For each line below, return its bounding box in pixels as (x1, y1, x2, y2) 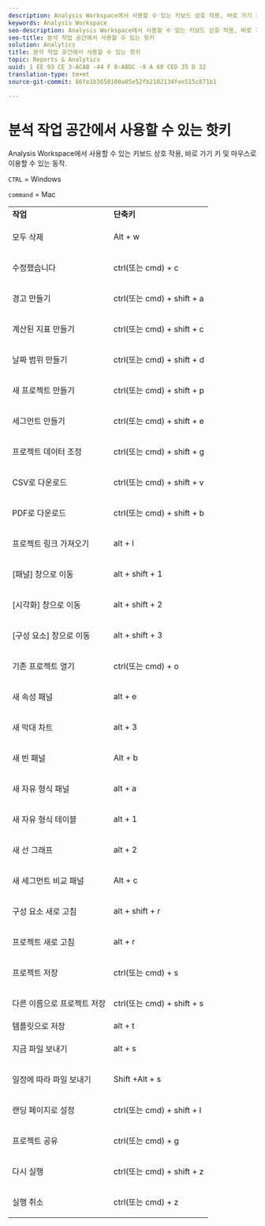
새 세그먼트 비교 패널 (12, 876, 84, 887)
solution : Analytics (8, 41, 77, 49)
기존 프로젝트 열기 (12, 661, 75, 672)
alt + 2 (113, 844, 138, 855)
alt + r (113, 937, 136, 948)
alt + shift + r (113, 906, 161, 917)
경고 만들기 (12, 293, 51, 305)
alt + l (113, 538, 134, 549)
